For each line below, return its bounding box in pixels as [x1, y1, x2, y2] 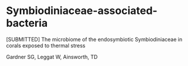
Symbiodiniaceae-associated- [6, 4, 157, 18]
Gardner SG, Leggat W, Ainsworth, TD [6, 53, 98, 60]
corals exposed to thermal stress [6, 42, 86, 49]
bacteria [6, 16, 48, 30]
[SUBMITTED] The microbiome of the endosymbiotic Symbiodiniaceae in [6, 36, 183, 43]
